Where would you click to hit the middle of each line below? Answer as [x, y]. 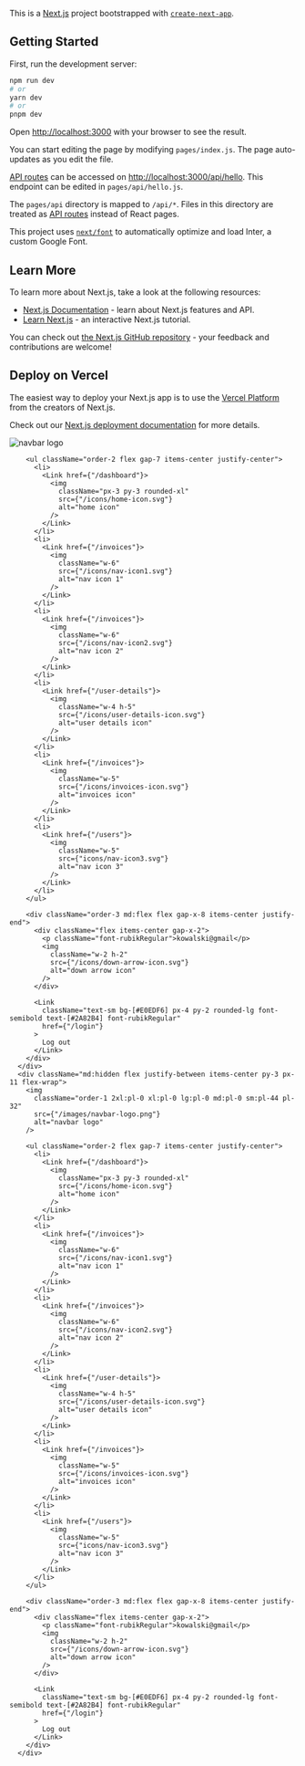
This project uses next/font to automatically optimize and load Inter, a [141, 232]
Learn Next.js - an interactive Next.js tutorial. [107, 319]
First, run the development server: [73, 64]
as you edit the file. [78, 160]
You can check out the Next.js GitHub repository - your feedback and [140, 337]
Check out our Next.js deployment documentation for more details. [135, 424]
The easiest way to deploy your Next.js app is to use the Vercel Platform [145, 397]
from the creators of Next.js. [62, 407]
